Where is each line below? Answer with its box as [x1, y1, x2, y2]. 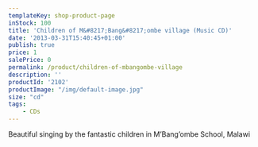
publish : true [8, 41, 56, 49]
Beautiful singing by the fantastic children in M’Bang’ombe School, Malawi [8, 130, 251, 139]
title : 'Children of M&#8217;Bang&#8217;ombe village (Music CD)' [8, 26, 233, 34]
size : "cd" [8, 93, 44, 101]
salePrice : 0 [8, 56, 52, 64]
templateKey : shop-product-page [8, 11, 115, 20]
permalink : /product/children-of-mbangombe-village [8, 64, 183, 72]
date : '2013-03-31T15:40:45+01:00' [8, 33, 126, 42]
